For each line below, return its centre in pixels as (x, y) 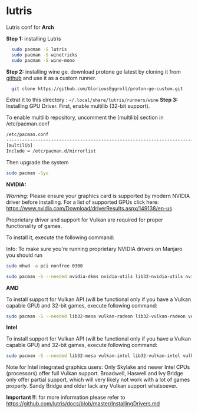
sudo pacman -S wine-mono (43, 60)
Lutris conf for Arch (30, 27)
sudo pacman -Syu (27, 173)
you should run (24, 255)
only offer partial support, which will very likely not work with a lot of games (98, 380)
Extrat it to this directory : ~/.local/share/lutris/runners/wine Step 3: (92, 100)
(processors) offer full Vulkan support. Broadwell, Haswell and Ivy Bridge (95, 374)
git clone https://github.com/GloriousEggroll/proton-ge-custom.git (97, 89)
